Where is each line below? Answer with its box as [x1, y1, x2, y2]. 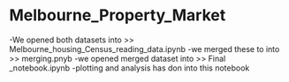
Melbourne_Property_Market [9, 5, 226, 26]
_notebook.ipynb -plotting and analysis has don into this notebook [9, 63, 250, 73]
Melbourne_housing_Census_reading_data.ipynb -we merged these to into [9, 43, 280, 54]
